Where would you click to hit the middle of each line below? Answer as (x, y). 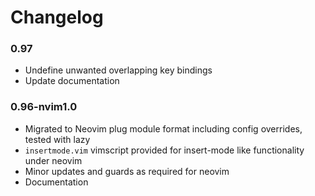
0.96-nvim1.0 (44, 107)
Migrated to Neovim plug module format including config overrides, (163, 128)
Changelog (57, 17)
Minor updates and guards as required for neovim (127, 171)
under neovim (53, 160)
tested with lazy (57, 139)
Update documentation (72, 81)
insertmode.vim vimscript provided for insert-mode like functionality (164, 150)
